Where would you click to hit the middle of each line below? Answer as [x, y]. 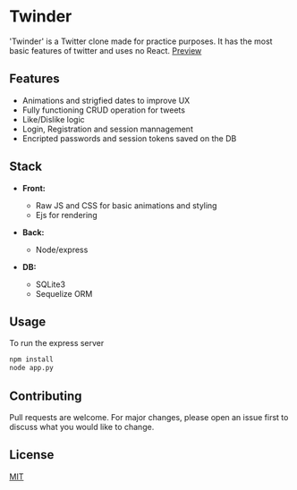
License [32, 455]
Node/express [62, 249]
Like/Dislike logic [53, 119]
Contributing [46, 396]
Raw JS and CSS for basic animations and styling [126, 205]
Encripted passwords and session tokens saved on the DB [129, 138]
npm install [31, 359]
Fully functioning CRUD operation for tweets [104, 110]
